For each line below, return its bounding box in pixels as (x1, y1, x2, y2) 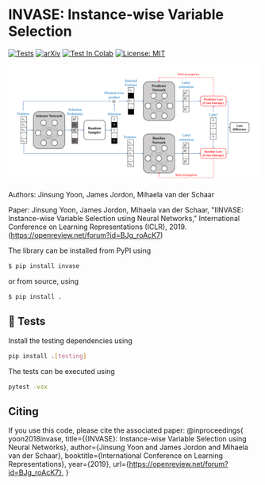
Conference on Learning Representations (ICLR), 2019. (8, 222, 187, 231)
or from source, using (8, 277, 79, 286)
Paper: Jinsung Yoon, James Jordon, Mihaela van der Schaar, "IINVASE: (8, 205, 244, 215)
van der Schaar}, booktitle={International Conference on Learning (8, 451, 224, 460)
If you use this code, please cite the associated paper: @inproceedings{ (8, 426, 244, 435)
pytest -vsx (8, 383, 48, 391)
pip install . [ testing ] (8, 352, 87, 360)
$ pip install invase (8, 262, 80, 270)
